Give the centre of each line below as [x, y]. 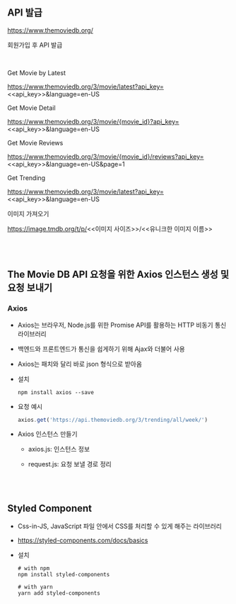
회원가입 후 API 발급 [35, 45]
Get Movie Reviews [35, 142]
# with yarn [35, 587]
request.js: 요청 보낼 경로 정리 [70, 464]
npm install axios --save [55, 392]
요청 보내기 [30, 288]
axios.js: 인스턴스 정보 [59, 449]
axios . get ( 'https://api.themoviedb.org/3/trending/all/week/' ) [113, 420]
